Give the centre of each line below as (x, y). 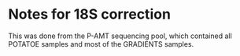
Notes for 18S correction (90, 14)
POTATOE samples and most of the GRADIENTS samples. (101, 44)
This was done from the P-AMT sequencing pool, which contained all (120, 36)
